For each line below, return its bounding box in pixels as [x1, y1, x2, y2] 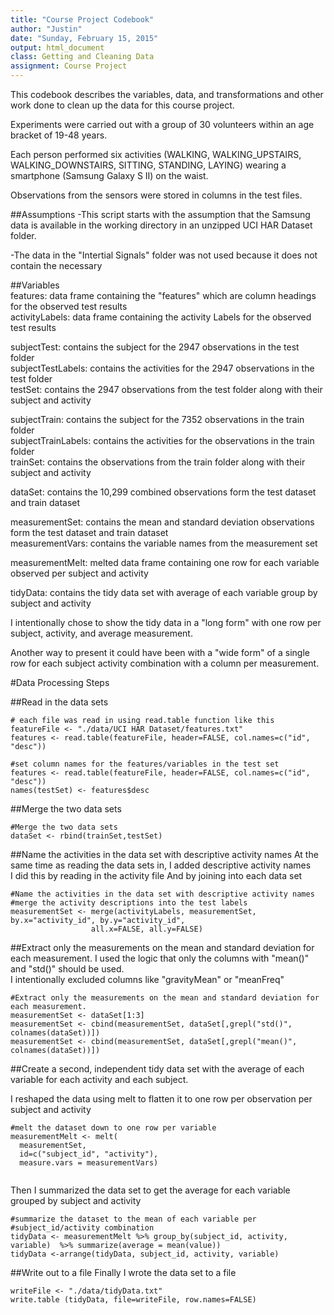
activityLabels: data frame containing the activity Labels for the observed [10, 311, 312, 323]
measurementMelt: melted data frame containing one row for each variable [10, 557, 320, 568]
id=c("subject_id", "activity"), [19, 1149, 159, 1159]
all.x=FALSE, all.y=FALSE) [90, 924, 203, 934]
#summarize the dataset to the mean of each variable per [10, 1214, 257, 1224]
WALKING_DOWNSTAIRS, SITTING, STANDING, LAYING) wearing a [10, 159, 287, 171]
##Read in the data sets [10, 696, 109, 708]
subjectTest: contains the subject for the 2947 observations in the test [10, 341, 300, 353]
